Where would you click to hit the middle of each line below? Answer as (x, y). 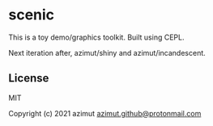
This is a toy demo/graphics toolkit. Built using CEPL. (96, 37)
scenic (32, 15)
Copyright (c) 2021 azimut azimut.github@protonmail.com (105, 113)
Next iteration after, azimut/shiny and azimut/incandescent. (107, 52)
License (29, 78)
